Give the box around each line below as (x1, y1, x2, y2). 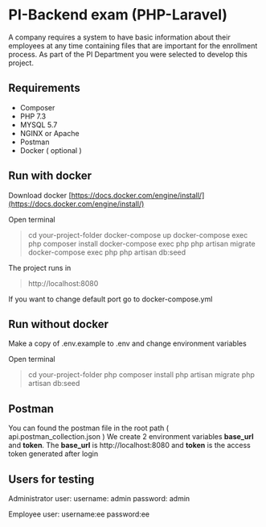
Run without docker (8, 317, 109, 331)
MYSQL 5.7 (19, 119, 58, 130)
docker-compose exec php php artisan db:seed (27, 247, 186, 257)
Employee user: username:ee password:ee (8, 509, 150, 519)
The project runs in (8, 263, 72, 272)
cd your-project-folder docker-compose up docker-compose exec (27, 230, 248, 239)
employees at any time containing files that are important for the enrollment (8, 40, 258, 50)
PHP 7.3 (19, 111, 47, 121)
